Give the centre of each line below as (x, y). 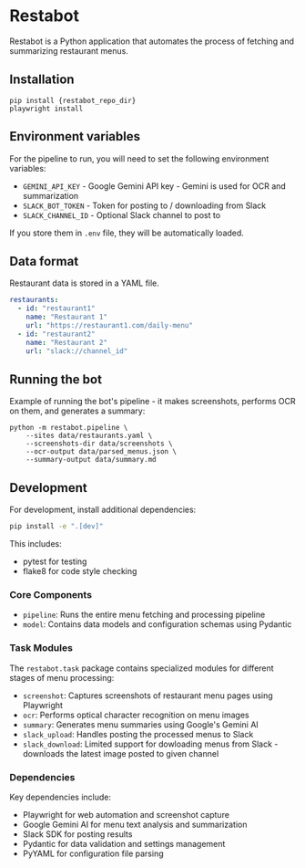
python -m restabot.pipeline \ (69, 428)
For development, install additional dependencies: (103, 510)
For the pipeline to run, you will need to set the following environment (139, 158)
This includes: (36, 544)
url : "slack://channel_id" (77, 351)
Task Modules (41, 648)
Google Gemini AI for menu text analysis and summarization (135, 824)
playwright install (46, 109)
